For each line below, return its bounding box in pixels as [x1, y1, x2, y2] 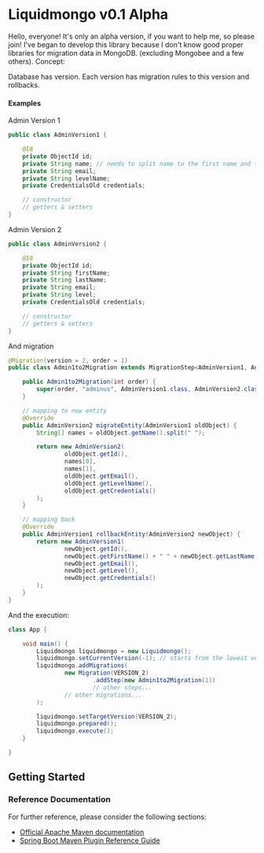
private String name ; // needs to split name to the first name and [22, 160, 251, 168]
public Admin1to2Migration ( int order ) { [22, 378, 156, 386]
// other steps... [92, 683, 153, 692]
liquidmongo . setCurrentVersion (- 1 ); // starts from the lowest [36, 655, 247, 663]
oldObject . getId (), [64, 450, 128, 458]
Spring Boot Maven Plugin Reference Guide [19, 836, 160, 845]
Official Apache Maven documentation [19, 827, 145, 836]
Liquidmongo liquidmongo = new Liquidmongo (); [36, 647, 192, 655]
